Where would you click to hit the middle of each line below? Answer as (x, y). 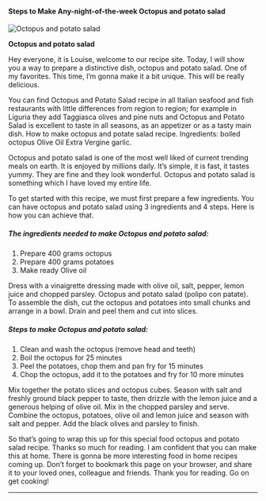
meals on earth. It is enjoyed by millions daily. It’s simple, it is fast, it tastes (129, 166)
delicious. (24, 85)
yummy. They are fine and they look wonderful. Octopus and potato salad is (132, 175)
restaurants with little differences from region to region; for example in (123, 109)
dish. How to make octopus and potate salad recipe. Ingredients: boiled (124, 134)
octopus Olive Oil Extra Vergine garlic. (70, 142)
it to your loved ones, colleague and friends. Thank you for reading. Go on (129, 473)
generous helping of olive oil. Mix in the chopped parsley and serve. (119, 407)
